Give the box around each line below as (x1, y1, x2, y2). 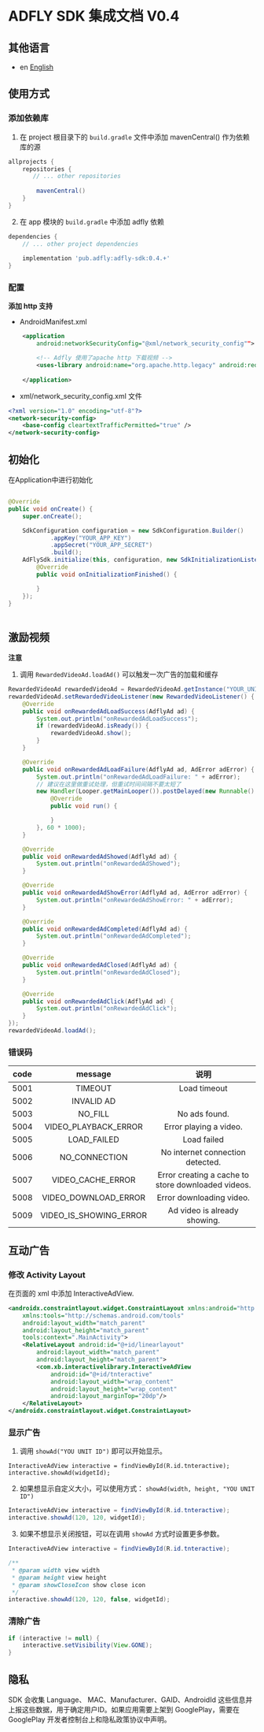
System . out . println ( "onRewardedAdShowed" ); (36, 860, 181, 868)
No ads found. (177, 1109, 229, 1120)
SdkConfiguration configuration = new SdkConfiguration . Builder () (22, 526, 244, 534)
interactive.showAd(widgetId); (8, 1469, 111, 1477)
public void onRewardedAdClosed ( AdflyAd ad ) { (22, 961, 178, 969)
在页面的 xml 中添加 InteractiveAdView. (8, 1288, 134, 1298)
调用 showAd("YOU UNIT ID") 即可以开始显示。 (19, 1447, 167, 1456)
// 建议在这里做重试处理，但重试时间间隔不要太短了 (36, 780, 182, 788)
